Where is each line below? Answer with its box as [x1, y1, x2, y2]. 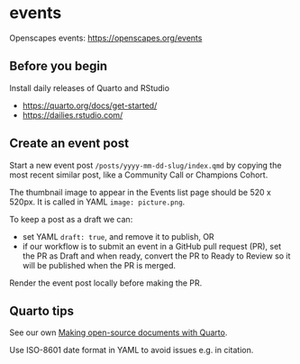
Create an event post [9, 136, 129, 151]
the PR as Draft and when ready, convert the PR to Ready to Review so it [22, 250, 291, 261]
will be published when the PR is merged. [22, 259, 177, 270]
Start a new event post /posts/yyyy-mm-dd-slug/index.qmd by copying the [9, 159, 282, 170]
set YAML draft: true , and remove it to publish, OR [22, 231, 214, 241]
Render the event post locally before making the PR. [9, 278, 203, 288]
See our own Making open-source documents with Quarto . [9, 327, 228, 338]
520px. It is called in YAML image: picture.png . [9, 196, 186, 207]
